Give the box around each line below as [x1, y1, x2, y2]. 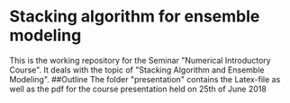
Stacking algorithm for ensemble [9, 6, 260, 27]
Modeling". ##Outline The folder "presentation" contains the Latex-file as [9, 73, 281, 84]
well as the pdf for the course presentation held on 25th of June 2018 [9, 83, 267, 94]
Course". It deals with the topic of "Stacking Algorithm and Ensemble [9, 64, 265, 75]
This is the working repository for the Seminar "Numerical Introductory [9, 55, 272, 65]
